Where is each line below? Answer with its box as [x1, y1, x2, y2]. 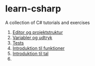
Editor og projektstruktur [12, 29, 63, 35]
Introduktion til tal [12, 50, 49, 56]
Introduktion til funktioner [12, 45, 65, 51]
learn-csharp [5, 3, 61, 14]
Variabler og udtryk [12, 34, 52, 40]
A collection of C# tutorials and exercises [5, 19, 90, 25]
